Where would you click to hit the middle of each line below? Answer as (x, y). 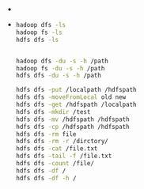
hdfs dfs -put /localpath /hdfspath (76, 90)
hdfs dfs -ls (37, 40)
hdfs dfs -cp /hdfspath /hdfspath (72, 127)
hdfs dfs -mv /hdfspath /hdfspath (72, 119)
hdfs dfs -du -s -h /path (58, 76)
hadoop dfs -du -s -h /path (62, 61)
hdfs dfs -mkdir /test (53, 112)
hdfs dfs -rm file (46, 134)
